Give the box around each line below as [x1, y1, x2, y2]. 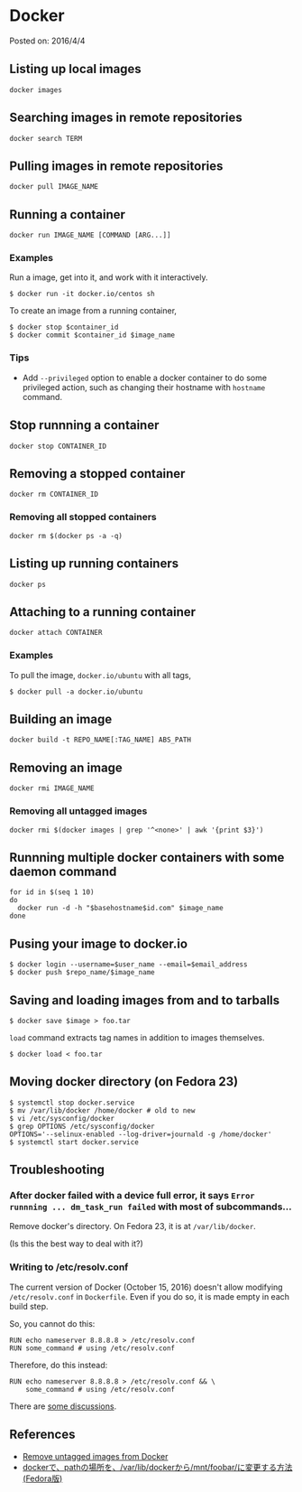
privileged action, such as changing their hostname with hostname [22, 381, 266, 393]
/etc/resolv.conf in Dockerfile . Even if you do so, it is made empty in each [9, 1291, 290, 1301]
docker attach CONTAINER [9, 629, 103, 638]
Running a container [9, 207, 126, 222]
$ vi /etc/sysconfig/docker [9, 1114, 115, 1123]
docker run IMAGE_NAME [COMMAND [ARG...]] [9, 231, 171, 240]
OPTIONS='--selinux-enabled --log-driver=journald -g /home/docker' [9, 1130, 272, 1139]
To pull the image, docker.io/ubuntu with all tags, [9, 669, 192, 680]
